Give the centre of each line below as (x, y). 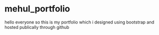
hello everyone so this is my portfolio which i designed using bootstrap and (79, 22)
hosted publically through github (37, 27)
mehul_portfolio (37, 9)
